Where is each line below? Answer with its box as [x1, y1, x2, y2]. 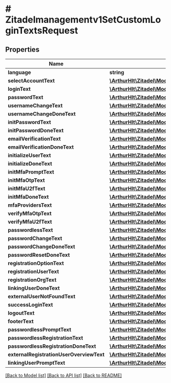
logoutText [8, 309, 35, 317]
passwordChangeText [8, 235, 63, 242]
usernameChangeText [8, 102, 63, 109]
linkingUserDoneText [8, 284, 60, 292]
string [109, 69, 125, 76]
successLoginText [8, 301, 53, 308]
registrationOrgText [8, 276, 57, 283]
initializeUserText [8, 152, 51, 159]
